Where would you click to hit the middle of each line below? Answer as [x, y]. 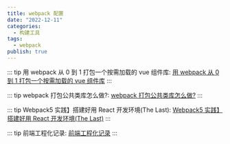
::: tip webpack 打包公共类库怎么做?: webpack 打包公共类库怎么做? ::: [105, 95]
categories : [24, 26]
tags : [15, 39]
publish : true [27, 52]
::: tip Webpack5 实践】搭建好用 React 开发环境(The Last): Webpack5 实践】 [115, 110]
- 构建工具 [27, 33]
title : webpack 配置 [35, 13]
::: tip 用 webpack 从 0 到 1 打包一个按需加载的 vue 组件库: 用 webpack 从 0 [113, 72]
